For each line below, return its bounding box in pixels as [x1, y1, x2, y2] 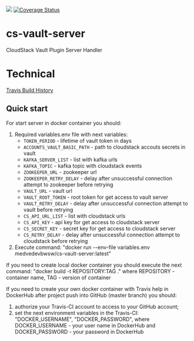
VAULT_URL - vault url [23, 187, 72, 194]
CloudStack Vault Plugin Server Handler [6, 46, 103, 53]
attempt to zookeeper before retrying [23, 181, 113, 188]
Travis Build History [6, 86, 53, 94]
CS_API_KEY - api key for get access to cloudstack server [23, 218, 160, 225]
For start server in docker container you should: [6, 119, 122, 126]
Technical [6, 67, 55, 81]
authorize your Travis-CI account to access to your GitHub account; [14, 303, 179, 310]
